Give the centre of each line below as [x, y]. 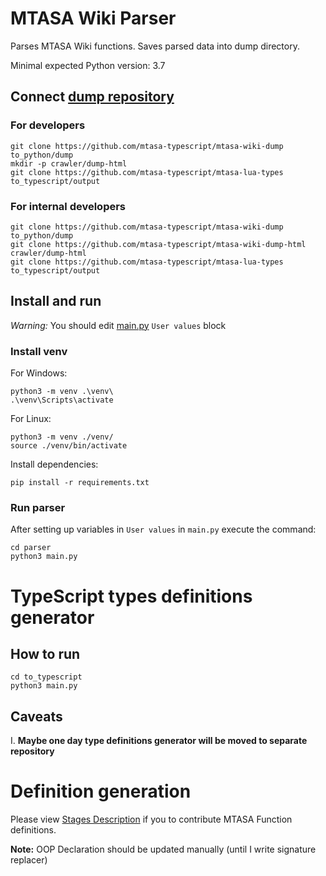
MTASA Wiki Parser [93, 18]
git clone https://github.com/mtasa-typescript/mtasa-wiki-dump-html [158, 244]
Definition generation [101, 791]
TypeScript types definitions [131, 596]
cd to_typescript [46, 677]
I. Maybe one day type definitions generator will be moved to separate [159, 741]
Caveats [36, 716]
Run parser [38, 507]
